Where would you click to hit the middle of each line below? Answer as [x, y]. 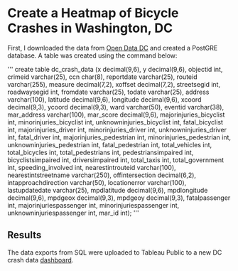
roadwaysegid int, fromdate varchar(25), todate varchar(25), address [108, 92]
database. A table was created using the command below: [92, 55]
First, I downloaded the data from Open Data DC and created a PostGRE [113, 48]
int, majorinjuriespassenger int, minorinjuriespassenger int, [93, 205]
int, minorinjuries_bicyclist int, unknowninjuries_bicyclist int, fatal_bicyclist [115, 122]
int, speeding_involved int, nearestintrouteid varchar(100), [92, 167]
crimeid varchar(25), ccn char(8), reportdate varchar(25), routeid [102, 77]
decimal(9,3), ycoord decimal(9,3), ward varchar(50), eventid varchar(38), [116, 107]
